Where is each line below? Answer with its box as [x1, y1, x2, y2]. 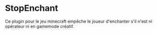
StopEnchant [5, 3, 58, 14]
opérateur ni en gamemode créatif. [5, 23, 74, 29]
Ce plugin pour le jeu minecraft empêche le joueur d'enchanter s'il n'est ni [5, 18, 153, 24]
